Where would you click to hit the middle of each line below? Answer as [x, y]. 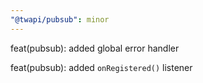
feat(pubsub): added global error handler [95, 48]
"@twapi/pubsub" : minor [60, 19]
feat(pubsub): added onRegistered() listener [101, 67]
